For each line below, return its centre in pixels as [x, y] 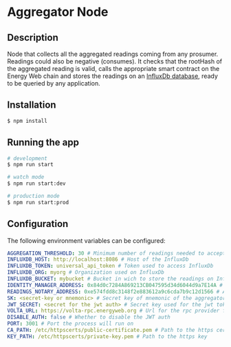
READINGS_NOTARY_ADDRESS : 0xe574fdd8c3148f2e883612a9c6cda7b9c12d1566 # [113, 291]
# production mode [33, 196]
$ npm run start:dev [37, 184]
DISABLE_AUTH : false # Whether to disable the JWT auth [89, 317]
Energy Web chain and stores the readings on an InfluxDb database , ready [113, 76]
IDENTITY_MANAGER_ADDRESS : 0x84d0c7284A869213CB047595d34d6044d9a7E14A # [115, 285]
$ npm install [27, 121]
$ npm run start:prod [38, 202]
